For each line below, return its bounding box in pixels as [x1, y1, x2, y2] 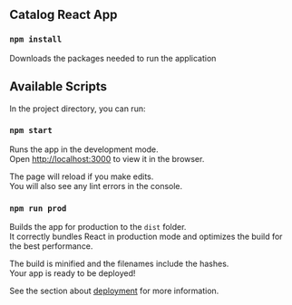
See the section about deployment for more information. [9, 285, 219, 297]
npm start [9, 126, 53, 136]
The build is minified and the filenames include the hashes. [9, 258, 229, 270]
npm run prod [9, 203, 67, 214]
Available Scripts [9, 79, 107, 94]
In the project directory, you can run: [9, 103, 146, 114]
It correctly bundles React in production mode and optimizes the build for [9, 231, 283, 243]
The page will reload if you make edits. [9, 171, 154, 182]
